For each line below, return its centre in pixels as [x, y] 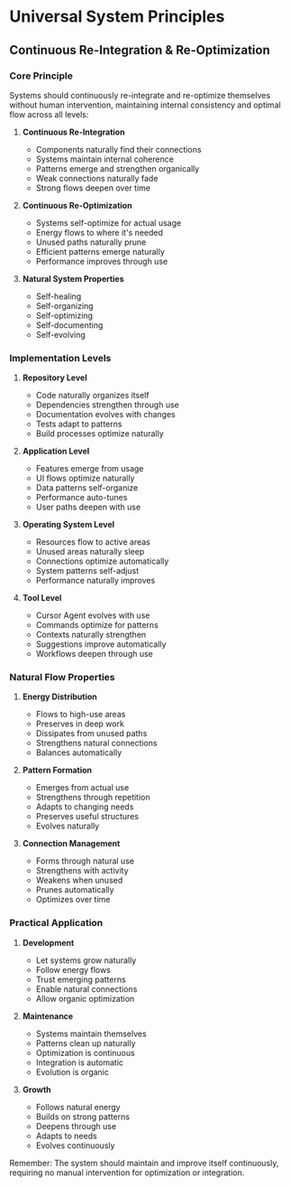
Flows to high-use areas [81, 715]
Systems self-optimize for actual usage [109, 222]
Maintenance [48, 1016]
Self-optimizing [64, 315]
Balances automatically [79, 752]
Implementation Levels [60, 358]
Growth [36, 1089]
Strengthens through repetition [93, 798]
